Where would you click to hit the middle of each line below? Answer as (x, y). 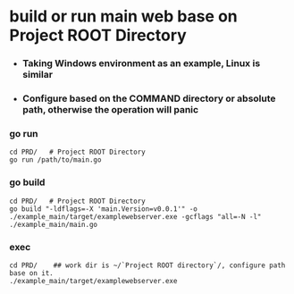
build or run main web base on (124, 17)
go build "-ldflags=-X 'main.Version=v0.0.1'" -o (104, 209)
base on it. (31, 273)
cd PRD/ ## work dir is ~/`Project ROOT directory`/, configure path (147, 265)
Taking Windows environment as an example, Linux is (141, 63)
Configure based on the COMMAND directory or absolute (149, 98)
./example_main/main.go (54, 224)
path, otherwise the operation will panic (110, 110)
